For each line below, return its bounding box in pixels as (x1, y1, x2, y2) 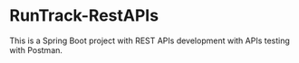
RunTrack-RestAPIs (9, 5, 159, 26)
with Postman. (9, 44, 63, 55)
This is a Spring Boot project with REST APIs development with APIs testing (9, 35, 290, 46)
